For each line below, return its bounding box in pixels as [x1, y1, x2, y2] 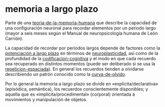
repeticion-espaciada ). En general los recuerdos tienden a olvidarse [5, 66, 144, 72]
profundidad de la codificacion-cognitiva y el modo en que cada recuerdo [5, 55, 156, 61]
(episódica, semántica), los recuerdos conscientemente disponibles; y [5, 86, 149, 92]
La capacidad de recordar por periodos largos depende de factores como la [5, 45, 161, 51]
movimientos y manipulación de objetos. [5, 96, 88, 102]
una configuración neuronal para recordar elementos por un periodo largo [5, 25, 156, 31]
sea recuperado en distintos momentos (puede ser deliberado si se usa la [5, 61, 156, 67]
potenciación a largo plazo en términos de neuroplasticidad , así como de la [5, 50, 159, 56]
